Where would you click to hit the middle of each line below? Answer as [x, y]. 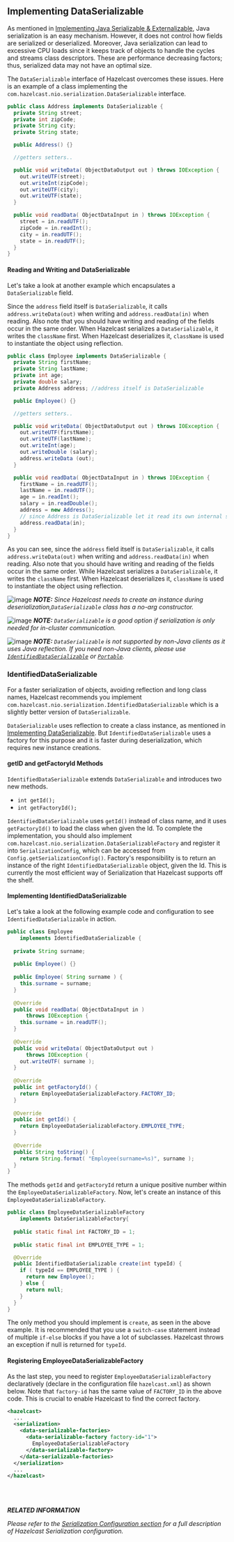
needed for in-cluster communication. [62, 628]
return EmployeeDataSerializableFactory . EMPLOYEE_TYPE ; [103, 1126]
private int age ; [39, 376]
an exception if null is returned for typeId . [67, 1345]
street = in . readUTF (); [54, 222]
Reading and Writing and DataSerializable [69, 269]
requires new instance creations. [54, 747]
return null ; [45, 1290]
